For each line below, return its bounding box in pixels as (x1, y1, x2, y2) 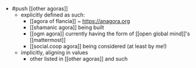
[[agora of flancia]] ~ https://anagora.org (29, 18, 130, 24)
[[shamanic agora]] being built (29, 24, 104, 31)
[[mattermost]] (29, 37, 66, 43)
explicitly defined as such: (20, 11, 85, 18)
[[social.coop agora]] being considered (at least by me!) (29, 43, 167, 50)
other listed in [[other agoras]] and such (29, 56, 128, 62)
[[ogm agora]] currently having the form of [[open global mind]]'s (29, 30, 191, 37)
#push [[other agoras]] (11, 5, 69, 12)
